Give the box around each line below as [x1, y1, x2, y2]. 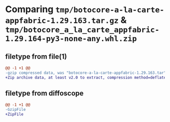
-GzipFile [5, 107, 26, 112]
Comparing [5, 4, 54, 15]
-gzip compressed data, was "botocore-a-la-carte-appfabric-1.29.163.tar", [5, 70, 168, 75]
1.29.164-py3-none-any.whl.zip [5, 34, 137, 44]
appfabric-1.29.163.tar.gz [5, 16, 119, 26]
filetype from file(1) [5, 52, 67, 61]
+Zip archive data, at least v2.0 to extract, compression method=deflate [5, 75, 166, 80]
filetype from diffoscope [5, 89, 84, 98]
